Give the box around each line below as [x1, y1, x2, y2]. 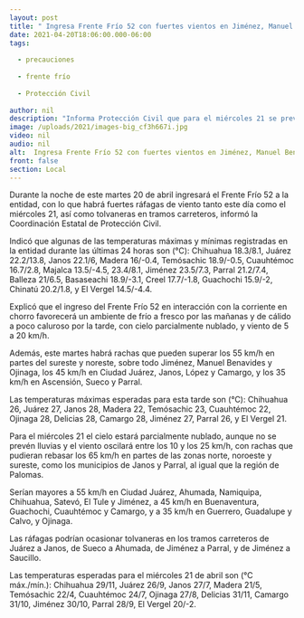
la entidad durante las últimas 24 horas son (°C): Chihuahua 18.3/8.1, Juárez [9, 245, 292, 256]
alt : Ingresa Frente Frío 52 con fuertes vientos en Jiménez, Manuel [9, 147, 281, 157]
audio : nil [9, 139, 51, 148]
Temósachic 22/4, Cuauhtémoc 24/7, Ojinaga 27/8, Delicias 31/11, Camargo [9, 589, 290, 600]
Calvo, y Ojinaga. [9, 516, 73, 527]
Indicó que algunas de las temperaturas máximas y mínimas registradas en [9, 236, 288, 247]
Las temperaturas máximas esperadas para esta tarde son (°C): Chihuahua [9, 395, 289, 405]
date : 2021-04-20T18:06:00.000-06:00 [9, 30, 152, 39]
